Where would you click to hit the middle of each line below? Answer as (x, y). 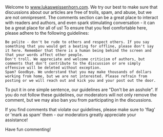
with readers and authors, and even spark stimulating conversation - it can (80, 23)
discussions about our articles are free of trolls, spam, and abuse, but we (79, 12)
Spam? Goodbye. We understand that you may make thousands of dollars (78, 72)
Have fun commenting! (28, 129)
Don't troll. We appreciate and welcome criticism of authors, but (75, 59)
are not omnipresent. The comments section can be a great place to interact (81, 17)
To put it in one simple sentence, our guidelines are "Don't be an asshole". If (81, 90)
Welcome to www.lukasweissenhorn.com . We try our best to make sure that (81, 7)
